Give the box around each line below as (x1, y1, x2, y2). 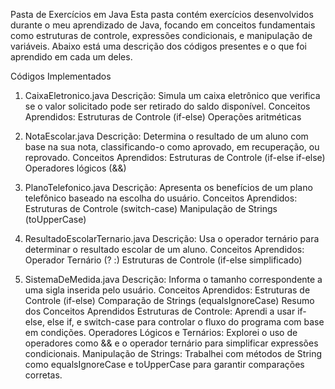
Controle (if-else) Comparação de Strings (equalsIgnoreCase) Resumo (24, 295, 315, 306)
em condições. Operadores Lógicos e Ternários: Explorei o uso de (24, 327, 298, 338)
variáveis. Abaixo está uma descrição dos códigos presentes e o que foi (10, 40, 307, 52)
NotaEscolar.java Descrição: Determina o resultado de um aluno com (24, 130, 309, 142)
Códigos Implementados (10, 70, 112, 82)
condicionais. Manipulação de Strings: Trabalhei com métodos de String (24, 348, 323, 359)
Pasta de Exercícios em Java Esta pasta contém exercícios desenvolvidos (10, 9, 314, 20)
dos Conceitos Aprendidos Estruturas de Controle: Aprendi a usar (24, 305, 296, 317)
